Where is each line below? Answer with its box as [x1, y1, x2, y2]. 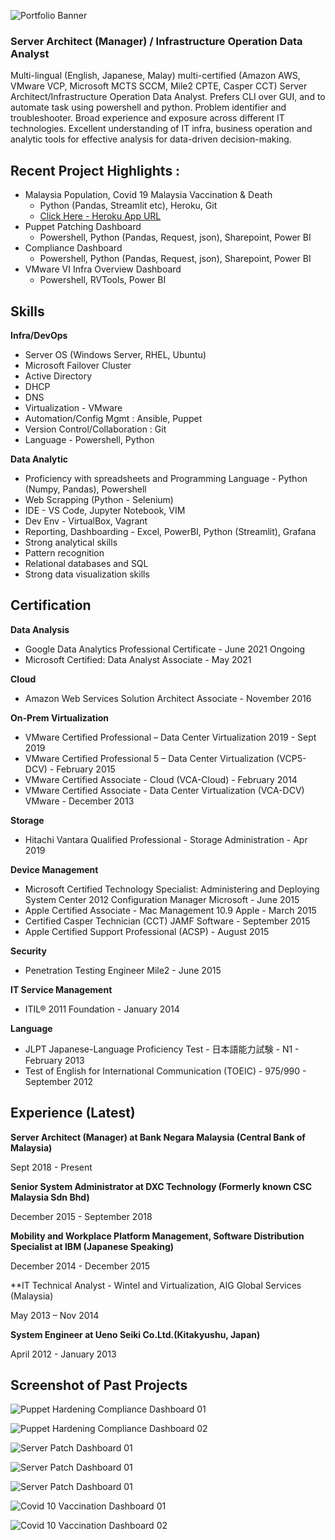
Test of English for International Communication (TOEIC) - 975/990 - [24, 1065, 307, 1077]
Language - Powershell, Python [24, 433, 155, 445]
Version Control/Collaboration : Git [24, 423, 167, 435]
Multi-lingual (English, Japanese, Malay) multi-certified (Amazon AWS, [10, 70, 301, 82]
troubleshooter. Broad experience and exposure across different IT [10, 112, 285, 124]
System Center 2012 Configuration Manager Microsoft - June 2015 [24, 893, 300, 905]
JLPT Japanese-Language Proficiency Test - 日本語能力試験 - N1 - [24, 1043, 300, 1055]
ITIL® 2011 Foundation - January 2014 [24, 1003, 180, 1015]
